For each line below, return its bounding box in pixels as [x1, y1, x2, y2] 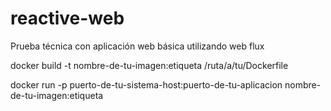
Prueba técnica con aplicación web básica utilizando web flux [10, 40, 265, 52]
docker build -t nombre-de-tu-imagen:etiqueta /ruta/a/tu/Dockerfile [10, 59, 289, 71]
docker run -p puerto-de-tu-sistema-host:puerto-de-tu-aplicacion [10, 78, 283, 91]
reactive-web [10, 7, 125, 30]
